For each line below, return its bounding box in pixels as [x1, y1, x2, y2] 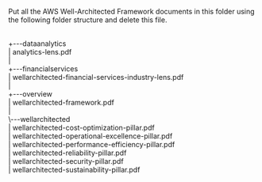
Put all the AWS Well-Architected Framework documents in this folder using [8, 7, 256, 16]
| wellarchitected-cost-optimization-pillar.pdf [8, 123, 155, 132]
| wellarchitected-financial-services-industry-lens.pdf [8, 73, 184, 82]
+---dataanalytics [8, 39, 67, 48]
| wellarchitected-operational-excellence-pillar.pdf [8, 131, 173, 141]
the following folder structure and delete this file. [8, 15, 168, 25]
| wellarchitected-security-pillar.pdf [8, 157, 125, 165]
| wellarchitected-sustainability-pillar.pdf [8, 165, 141, 174]
